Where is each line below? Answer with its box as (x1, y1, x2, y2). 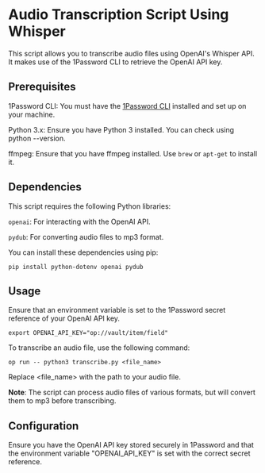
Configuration (8, 419, 79, 433)
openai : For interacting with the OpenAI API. (8, 217, 151, 226)
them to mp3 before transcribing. (8, 396, 117, 406)
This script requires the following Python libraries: (8, 201, 171, 211)
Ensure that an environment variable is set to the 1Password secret (8, 306, 226, 315)
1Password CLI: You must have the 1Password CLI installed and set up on (8, 101, 247, 110)
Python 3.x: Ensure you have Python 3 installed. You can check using (8, 125, 235, 134)
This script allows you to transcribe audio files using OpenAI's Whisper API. (8, 48, 255, 58)
